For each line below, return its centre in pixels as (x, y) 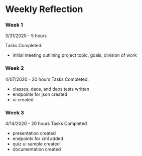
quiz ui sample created (36, 144)
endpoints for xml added (38, 138)
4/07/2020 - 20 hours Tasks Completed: (47, 79)
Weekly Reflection (44, 9)
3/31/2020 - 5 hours (26, 36)
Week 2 (15, 68)
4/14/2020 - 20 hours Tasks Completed (46, 123)
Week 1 (14, 25)
